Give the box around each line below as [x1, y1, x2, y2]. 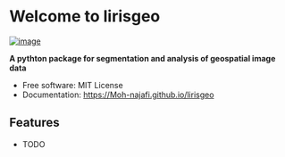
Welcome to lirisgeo [9, 6, 161, 27]
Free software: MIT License [21, 79, 123, 90]
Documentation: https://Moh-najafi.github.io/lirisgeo [21, 89, 214, 100]
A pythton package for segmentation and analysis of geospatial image [9, 53, 276, 63]
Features [9, 115, 60, 130]
